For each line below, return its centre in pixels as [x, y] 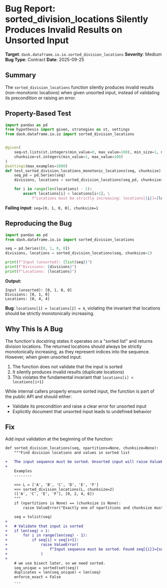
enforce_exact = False [38, 577]
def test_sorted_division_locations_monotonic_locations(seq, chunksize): [84, 171]
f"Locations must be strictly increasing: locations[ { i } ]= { [95, 198]
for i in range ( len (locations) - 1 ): [53, 189]
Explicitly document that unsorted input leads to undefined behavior [82, 411]
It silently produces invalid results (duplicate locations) [68, 372]
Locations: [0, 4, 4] [28, 299]
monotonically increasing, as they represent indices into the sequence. [78, 351]
